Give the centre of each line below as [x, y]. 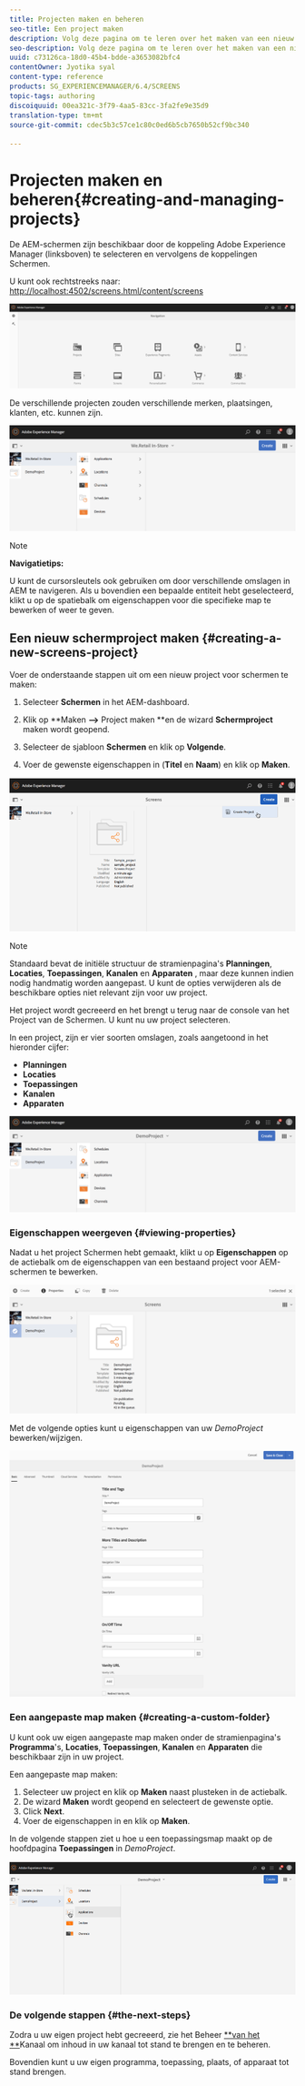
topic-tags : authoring [52, 96]
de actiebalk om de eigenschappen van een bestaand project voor [133, 1262]
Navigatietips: [37, 563]
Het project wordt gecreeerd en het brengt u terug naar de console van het [149, 1010]
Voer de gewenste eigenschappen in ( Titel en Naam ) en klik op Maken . [156, 764]
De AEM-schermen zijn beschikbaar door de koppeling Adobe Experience [148, 245]
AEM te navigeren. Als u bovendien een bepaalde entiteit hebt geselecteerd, [152, 590]
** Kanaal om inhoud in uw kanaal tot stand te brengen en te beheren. [140, 2045]
